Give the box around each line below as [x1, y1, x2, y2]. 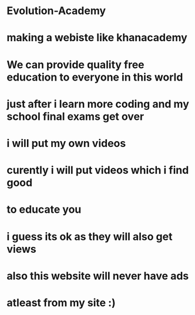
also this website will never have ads [6, 269, 189, 283]
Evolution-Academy [6, 4, 106, 18]
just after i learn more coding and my [6, 97, 190, 110]
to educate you [6, 203, 82, 216]
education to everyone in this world [6, 71, 183, 83]
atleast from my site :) [6, 296, 116, 309]
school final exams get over [6, 110, 144, 123]
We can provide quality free [6, 58, 144, 71]
